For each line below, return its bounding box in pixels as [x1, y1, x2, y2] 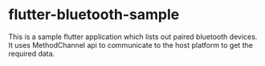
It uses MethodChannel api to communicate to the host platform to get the [8, 40, 253, 49]
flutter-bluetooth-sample [8, 6, 180, 24]
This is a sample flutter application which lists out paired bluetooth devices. [8, 32, 258, 41]
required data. [8, 49, 55, 58]
